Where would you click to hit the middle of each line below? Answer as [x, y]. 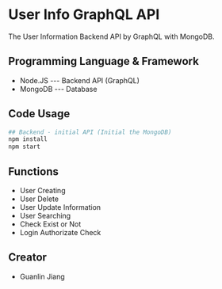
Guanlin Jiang [42, 276]
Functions [34, 171]
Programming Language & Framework [104, 61]
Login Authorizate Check [60, 232]
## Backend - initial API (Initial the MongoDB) [90, 132]
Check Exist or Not [50, 224]
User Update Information [60, 207]
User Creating [42, 190]
